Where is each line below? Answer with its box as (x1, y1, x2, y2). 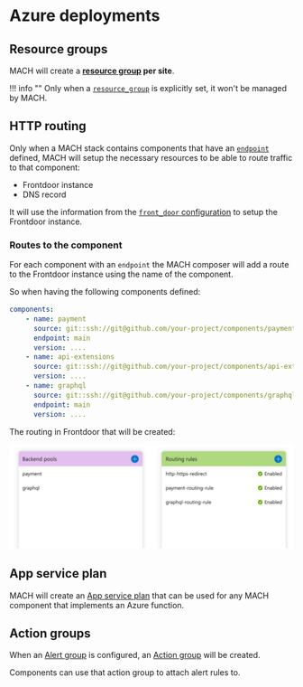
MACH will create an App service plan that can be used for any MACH (9, 589, 269, 601)
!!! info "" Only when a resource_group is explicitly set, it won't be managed (9, 83, 287, 93)
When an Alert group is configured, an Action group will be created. (9, 650, 261, 661)
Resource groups (9, 42, 108, 57)
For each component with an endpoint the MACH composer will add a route (9, 259, 289, 270)
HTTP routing (9, 118, 87, 134)
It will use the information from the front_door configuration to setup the (9, 206, 278, 217)
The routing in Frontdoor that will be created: (9, 426, 176, 437)
